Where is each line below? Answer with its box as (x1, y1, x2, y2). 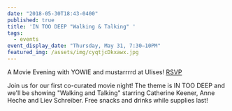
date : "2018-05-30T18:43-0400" (7, 10, 99, 17)
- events (13, 36, 39, 43)
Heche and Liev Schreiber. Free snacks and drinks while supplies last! (7, 96, 208, 104)
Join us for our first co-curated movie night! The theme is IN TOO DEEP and (7, 81, 226, 89)
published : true (7, 17, 55, 24)
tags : (7, 29, 23, 37)
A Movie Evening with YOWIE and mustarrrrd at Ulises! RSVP (7, 67, 182, 76)
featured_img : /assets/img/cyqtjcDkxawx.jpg (7, 49, 139, 56)
